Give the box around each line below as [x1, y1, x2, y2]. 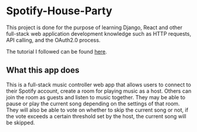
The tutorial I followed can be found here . [6, 48, 107, 55]
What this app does [6, 65, 80, 76]
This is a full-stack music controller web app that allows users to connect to [6, 81, 192, 88]
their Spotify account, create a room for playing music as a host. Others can [6, 87, 192, 95]
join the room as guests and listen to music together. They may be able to [6, 93, 186, 100]
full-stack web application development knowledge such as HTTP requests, [6, 30, 192, 37]
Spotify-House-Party [6, 4, 113, 18]
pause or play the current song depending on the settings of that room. [6, 100, 180, 107]
